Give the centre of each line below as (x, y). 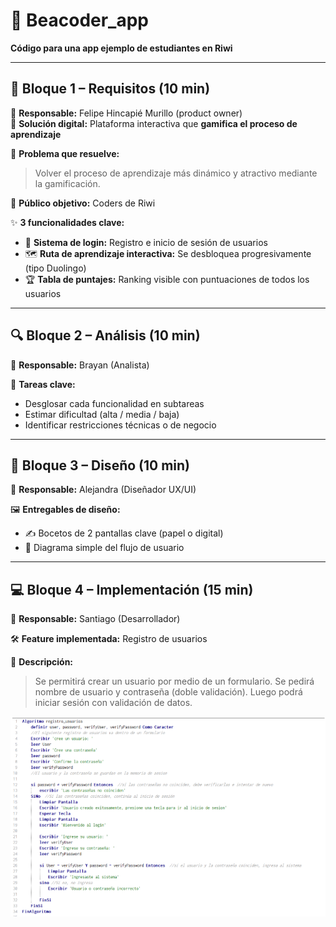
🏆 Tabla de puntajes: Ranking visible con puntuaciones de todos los (167, 279)
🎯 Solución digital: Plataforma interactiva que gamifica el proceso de (154, 123)
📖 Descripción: (42, 662)
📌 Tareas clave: (43, 384)
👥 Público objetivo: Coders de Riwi (83, 203)
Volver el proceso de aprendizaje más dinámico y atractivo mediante (176, 173)
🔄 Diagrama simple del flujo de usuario (104, 548)
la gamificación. (67, 183)
